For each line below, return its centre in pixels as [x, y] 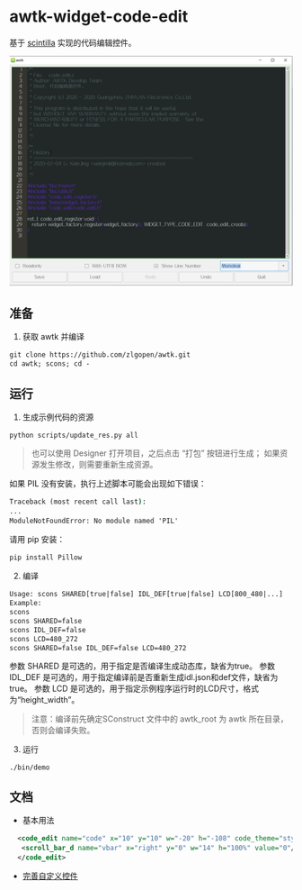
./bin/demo [30, 767]
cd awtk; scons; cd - [50, 364]
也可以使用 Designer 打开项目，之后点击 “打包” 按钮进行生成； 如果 [155, 453]
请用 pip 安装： [37, 539]
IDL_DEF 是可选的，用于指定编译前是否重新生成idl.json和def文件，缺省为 [144, 677]
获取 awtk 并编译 [53, 337]
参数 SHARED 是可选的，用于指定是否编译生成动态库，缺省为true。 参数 [142, 666]
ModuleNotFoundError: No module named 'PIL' [94, 521]
